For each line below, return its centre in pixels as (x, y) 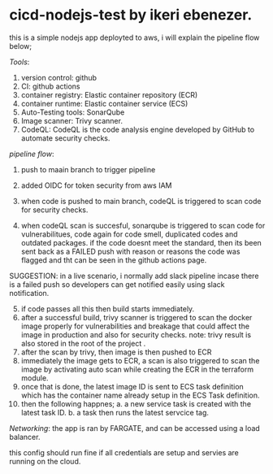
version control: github (58, 77)
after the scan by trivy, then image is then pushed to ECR (116, 352)
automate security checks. (65, 138)
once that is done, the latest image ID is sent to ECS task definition (132, 386)
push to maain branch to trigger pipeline (88, 169)
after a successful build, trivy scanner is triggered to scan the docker (136, 317)
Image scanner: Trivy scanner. (71, 120)
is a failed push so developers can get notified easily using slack (117, 284)
